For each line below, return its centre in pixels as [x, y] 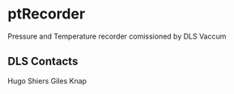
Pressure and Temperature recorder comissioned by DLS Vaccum [117, 36]
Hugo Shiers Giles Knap [47, 80]
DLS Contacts [43, 61]
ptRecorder [47, 14]
